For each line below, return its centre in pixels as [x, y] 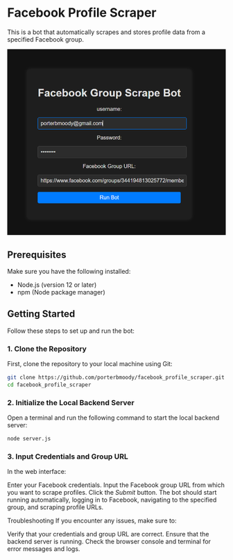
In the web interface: [37, 472]
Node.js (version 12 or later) [57, 285]
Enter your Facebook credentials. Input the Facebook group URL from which [116, 485]
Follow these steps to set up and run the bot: [71, 331]
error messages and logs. [44, 549]
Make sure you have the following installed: [69, 272]
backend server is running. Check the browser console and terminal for [109, 542]
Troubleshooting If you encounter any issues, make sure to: [92, 521]
